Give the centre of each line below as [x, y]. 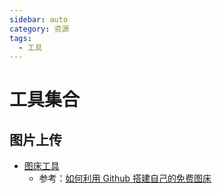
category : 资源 [39, 29]
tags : [20, 38]
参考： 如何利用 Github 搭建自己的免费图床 [125, 178]
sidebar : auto [39, 19]
